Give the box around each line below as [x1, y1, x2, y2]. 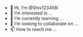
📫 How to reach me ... [10, 26, 57, 32]
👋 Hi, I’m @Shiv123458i [10, 5, 59, 10]
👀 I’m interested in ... [10, 10, 53, 16]
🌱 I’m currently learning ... [10, 15, 64, 21]
